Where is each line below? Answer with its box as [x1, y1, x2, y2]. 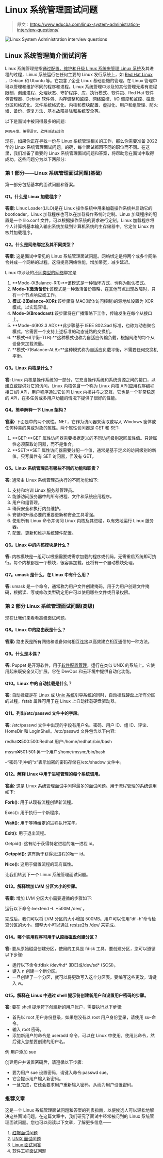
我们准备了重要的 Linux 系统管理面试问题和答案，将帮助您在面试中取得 [13, 150, 154, 156]
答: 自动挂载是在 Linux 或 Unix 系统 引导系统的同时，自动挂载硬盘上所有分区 [5, 692, 156, 698]
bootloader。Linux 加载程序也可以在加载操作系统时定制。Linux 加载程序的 [5, 211, 153, 217]
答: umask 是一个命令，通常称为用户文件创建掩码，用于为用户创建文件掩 [5, 584, 150, 589]
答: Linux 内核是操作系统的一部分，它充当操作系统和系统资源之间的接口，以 [5, 377, 156, 382]
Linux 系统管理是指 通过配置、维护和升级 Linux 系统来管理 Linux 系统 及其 [5, 65, 150, 71]
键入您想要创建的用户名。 [16, 1038, 68, 1045]
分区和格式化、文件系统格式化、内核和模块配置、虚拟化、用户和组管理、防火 [5, 102, 158, 107]
